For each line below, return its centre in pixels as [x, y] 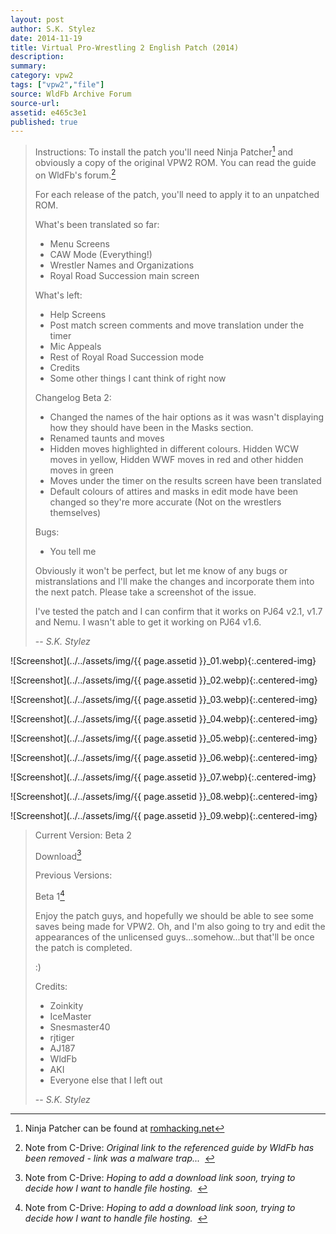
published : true [44, 122]
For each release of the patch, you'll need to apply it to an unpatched [177, 194]
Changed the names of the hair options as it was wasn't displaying [186, 417]
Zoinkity [66, 1005]
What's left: [58, 295]
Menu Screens [79, 243]
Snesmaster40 [80, 1027]
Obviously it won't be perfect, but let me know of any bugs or [161, 570]
